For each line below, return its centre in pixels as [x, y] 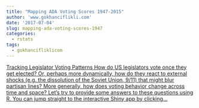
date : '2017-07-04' [30, 23]
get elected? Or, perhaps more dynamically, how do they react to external [97, 73]
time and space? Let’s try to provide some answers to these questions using [100, 92]
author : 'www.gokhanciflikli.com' [49, 17]
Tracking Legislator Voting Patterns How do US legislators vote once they [97, 67]
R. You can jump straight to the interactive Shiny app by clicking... [87, 99]
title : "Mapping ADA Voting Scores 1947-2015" [65, 12]
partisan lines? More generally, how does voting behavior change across [96, 86]
